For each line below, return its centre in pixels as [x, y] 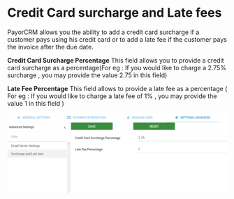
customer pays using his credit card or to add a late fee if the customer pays [117, 39]
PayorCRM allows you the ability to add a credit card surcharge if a [103, 32]
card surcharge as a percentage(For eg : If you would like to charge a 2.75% [117, 67]
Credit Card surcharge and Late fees [115, 13]
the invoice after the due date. [51, 47]
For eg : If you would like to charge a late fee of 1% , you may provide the [112, 96]
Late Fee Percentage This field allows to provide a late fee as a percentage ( [117, 88]
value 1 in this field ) [36, 103]
